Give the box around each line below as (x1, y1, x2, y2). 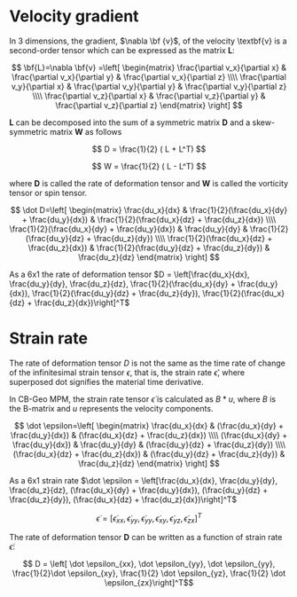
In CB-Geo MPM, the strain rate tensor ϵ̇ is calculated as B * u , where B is (9, 393, 277, 405)
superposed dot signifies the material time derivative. (9, 376, 204, 387)
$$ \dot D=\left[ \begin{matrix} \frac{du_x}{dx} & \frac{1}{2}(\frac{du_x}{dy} (10, 204, 288, 215)
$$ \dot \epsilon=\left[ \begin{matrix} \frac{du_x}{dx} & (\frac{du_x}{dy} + (14, 420, 284, 431)
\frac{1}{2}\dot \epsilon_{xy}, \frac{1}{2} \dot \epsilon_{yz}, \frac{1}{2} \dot (12, 568, 286, 578)
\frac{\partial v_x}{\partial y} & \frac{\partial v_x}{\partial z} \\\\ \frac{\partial (12, 71, 286, 82)
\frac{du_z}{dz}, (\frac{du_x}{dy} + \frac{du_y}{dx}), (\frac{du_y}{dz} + (9, 484, 269, 495)
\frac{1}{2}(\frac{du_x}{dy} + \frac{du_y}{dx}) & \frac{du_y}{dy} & (9, 224, 248, 234)
